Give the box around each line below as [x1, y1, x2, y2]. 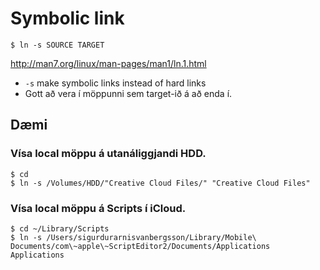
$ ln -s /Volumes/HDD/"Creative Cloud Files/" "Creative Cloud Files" [10, 178, 311, 188]
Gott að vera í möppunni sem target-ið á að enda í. [24, 87, 233, 99]
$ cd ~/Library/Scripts [10, 223, 110, 234]
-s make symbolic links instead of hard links [24, 77, 207, 89]
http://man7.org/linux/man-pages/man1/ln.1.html [10, 57, 207, 69]
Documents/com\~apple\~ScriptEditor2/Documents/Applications [10, 241, 271, 251]
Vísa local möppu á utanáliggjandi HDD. [10, 147, 207, 161]
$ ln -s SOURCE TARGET [10, 40, 105, 50]
